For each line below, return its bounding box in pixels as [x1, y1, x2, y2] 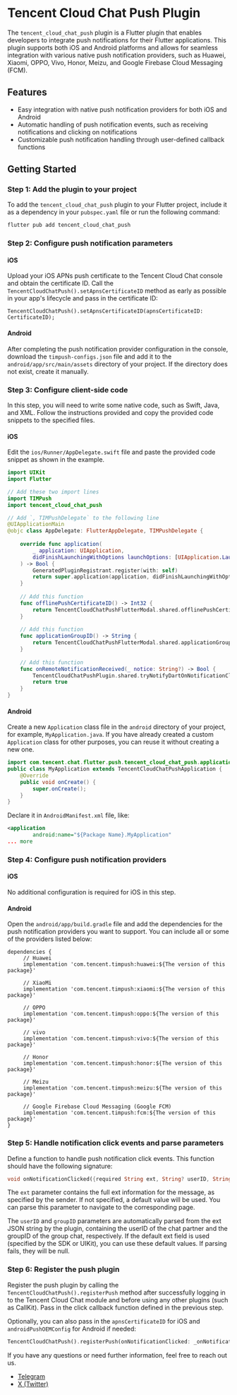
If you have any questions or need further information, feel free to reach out [7, 1350, 228, 1359]
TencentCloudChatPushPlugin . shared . [32, 672, 140, 679]
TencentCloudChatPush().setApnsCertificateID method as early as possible [7, 286, 227, 295]
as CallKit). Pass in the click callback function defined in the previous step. [7, 1303, 224, 1312]
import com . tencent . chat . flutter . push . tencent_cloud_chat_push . [7, 759, 200, 766]
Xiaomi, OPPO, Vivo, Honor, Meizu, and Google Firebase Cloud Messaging [7, 58, 224, 66]
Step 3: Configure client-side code [7, 385, 128, 395]
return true [32, 679, 68, 686]
